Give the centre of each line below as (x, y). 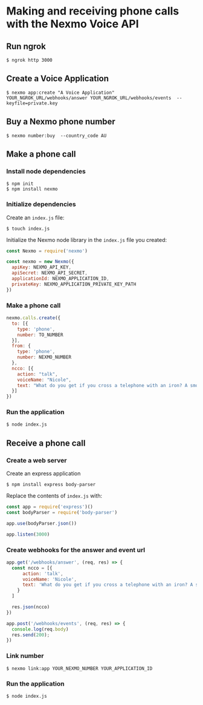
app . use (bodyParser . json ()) (42, 523)
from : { (21, 346)
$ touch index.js (28, 229)
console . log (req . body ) (40, 629)
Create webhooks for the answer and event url (76, 550)
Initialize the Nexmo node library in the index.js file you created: (87, 239)
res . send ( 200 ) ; (31, 635)
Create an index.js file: (35, 217)
